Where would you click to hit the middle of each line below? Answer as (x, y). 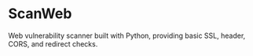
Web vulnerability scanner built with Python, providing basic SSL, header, (127, 35)
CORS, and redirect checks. (53, 43)
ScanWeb (40, 14)
